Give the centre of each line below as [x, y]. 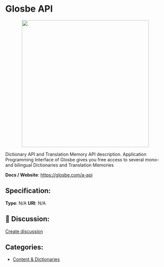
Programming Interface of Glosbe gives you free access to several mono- [82, 159]
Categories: [24, 247]
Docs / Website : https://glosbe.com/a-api [49, 175]
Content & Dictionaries [36, 259]
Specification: [28, 191]
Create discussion [24, 231]
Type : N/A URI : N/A [26, 203]
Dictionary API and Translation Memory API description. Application [76, 154]
